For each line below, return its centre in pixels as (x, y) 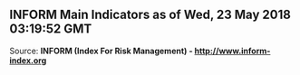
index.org (28, 60)
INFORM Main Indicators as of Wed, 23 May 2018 (150, 15)
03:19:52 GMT (51, 29)
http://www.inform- (232, 51)
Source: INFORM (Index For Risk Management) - (101, 51)
